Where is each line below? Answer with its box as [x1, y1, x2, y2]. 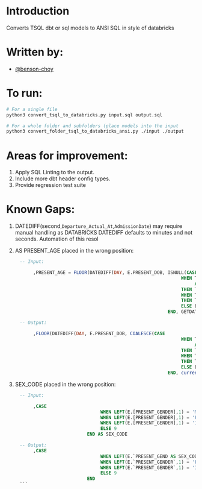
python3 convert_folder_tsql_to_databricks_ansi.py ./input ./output [6, 128, 185, 134]
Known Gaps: [6, 203, 75, 216]
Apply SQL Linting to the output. [14, 169, 95, 176]
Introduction [6, 4, 70, 18]
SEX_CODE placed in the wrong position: [14, 380, 116, 388]
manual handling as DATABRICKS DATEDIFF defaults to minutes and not [14, 229, 193, 236]
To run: [6, 86, 43, 100]
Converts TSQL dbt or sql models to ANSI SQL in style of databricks [6, 24, 174, 31]
